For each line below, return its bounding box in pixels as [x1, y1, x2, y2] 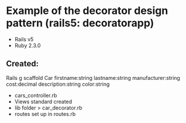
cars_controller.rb [14, 92, 57, 99]
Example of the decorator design [6, 4, 168, 17]
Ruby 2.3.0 [14, 42, 41, 49]
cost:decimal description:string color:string [6, 80, 110, 87]
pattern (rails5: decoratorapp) [6, 16, 154, 30]
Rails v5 [14, 36, 34, 43]
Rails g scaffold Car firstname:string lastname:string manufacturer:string [6, 74, 180, 81]
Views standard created [14, 98, 73, 105]
